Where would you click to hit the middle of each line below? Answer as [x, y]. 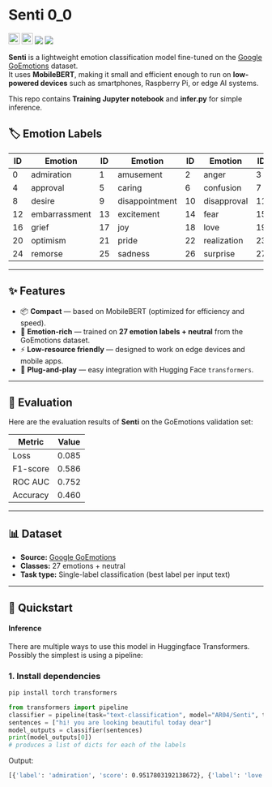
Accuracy [31, 495]
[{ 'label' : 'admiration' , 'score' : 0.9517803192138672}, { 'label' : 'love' [137, 776]
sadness [133, 253]
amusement [140, 174]
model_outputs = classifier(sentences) [76, 730]
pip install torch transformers [63, 693]
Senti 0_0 [40, 15]
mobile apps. [42, 361]
